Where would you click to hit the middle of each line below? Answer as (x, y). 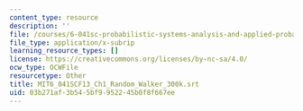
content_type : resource (54, 17)
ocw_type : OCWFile (44, 68)
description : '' (40, 26)
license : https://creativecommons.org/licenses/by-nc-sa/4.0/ (129, 59)
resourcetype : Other (48, 76)
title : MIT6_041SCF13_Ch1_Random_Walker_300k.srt (105, 84)
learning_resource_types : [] (64, 51)
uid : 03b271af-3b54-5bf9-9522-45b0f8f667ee (92, 92)
